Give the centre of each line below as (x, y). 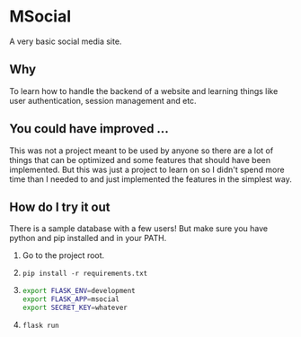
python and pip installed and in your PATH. (88, 238)
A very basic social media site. (66, 41)
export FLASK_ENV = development (79, 291)
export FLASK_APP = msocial (71, 299)
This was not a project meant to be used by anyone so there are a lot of (142, 151)
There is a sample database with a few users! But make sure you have (138, 229)
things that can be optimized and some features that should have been (140, 160)
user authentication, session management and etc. (103, 100)
